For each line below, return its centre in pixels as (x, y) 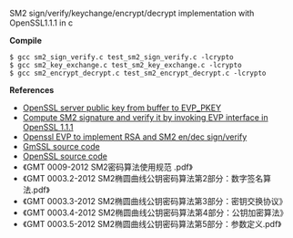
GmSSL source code (61, 146)
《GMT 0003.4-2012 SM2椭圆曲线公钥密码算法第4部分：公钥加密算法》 (155, 212)
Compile (26, 41)
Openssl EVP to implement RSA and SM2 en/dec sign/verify (135, 137)
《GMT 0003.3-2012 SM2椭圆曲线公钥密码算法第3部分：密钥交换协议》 (155, 201)
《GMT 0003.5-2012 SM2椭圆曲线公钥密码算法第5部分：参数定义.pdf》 (152, 224)
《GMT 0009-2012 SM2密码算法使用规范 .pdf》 (107, 167)
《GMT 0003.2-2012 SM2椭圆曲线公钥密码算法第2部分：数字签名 (143, 178)
